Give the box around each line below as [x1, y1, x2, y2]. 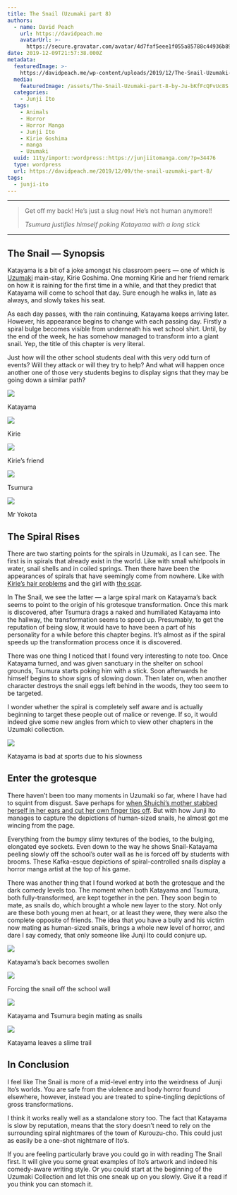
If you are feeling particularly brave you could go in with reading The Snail [7, 1150, 222, 1158]
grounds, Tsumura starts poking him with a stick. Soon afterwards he [7, 667, 208, 675]
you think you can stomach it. [7, 1179, 93, 1188]
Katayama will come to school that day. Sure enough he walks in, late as [7, 288, 217, 297]
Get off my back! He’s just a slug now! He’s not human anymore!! [24, 207, 212, 215]
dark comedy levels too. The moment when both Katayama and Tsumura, [7, 885, 221, 894]
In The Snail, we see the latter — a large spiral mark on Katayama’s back [7, 593, 217, 601]
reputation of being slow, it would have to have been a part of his [7, 623, 196, 631]
